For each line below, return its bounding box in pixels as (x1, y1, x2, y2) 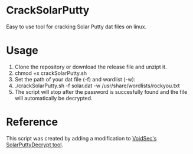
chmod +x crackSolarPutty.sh (14, 69, 87, 77)
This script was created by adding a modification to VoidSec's (6, 135, 157, 142)
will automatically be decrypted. (14, 94, 93, 101)
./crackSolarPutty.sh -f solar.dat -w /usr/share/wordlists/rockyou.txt (14, 82, 180, 89)
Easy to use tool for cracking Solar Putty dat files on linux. (6, 23, 147, 30)
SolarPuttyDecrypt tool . (6, 141, 64, 148)
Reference (6, 116, 58, 129)
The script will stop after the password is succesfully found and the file (14, 88, 188, 95)
